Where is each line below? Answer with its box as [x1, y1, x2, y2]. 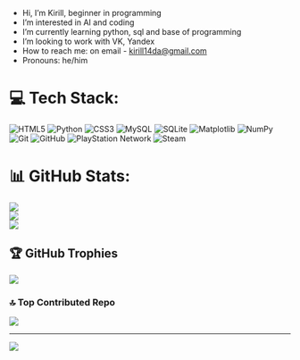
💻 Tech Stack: [9, 88, 120, 108]
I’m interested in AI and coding [21, 17, 135, 28]
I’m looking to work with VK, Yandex [21, 36, 155, 46]
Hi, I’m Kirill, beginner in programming [21, 8, 162, 18]
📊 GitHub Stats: [9, 166, 131, 187]
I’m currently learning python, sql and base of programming [21, 27, 242, 37]
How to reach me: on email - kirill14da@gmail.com [21, 46, 207, 56]
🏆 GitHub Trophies [9, 246, 119, 262]
